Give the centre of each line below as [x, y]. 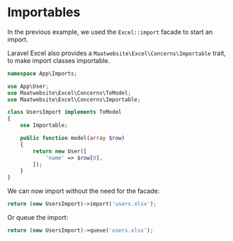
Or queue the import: [38, 218]
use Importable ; [44, 125]
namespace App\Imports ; [42, 74]
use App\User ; [28, 86]
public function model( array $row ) [73, 139]
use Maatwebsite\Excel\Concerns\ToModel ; [69, 93]
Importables [44, 12]
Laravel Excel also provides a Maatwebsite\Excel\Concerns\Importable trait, [117, 53]
